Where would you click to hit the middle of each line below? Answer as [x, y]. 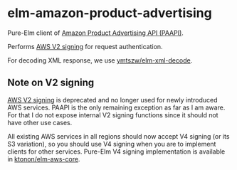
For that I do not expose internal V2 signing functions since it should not [113, 115]
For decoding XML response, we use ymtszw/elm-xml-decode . [100, 60]
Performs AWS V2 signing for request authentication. [85, 46]
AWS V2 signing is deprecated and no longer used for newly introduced [113, 100]
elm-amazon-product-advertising [110, 13]
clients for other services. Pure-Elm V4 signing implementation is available [116, 152]
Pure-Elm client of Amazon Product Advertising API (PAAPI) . [95, 33]
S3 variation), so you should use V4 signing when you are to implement [112, 144]
